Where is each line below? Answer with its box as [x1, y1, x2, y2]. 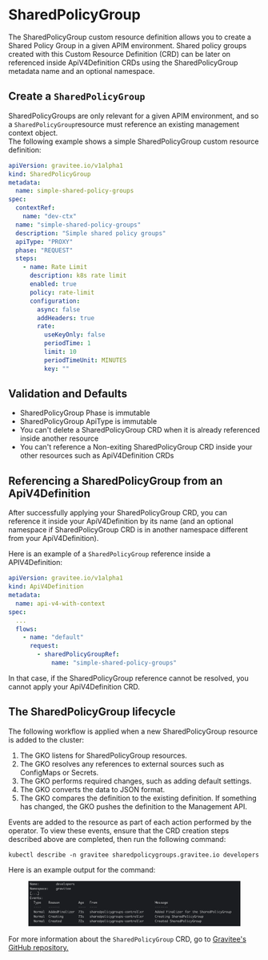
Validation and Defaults [8, 387, 128, 401]
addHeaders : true [37, 314, 94, 322]
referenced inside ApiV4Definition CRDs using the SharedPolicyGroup [8, 58, 238, 67]
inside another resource [19, 433, 99, 443]
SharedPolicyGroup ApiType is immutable [19, 417, 158, 426]
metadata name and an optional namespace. [8, 66, 155, 75]
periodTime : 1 [43, 340, 91, 348]
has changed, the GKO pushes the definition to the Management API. [19, 801, 248, 812]
